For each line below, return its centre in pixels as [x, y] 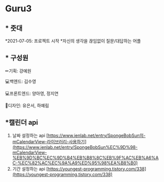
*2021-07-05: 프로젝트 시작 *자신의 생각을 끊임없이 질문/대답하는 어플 [73, 41]
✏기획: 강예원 [18, 71]
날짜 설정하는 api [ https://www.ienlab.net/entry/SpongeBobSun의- [79, 135]
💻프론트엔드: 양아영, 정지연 [32, 93]
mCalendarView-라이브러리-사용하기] [49, 141]
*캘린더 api [22, 122]
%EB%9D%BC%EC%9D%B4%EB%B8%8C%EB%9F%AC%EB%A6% [84, 158]
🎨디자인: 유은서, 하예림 [27, 105]
